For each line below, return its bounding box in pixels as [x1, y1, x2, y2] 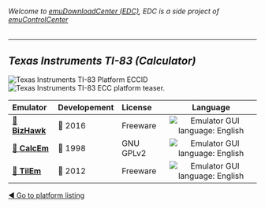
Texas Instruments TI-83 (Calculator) [8, 54, 196, 67]
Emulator [12, 102, 47, 113]
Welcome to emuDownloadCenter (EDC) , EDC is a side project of [8, 6, 219, 16]
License [121, 102, 152, 113]
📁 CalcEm [12, 143, 49, 154]
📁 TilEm [12, 165, 42, 176]
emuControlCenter [8, 14, 69, 24]
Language [192, 102, 230, 113]
